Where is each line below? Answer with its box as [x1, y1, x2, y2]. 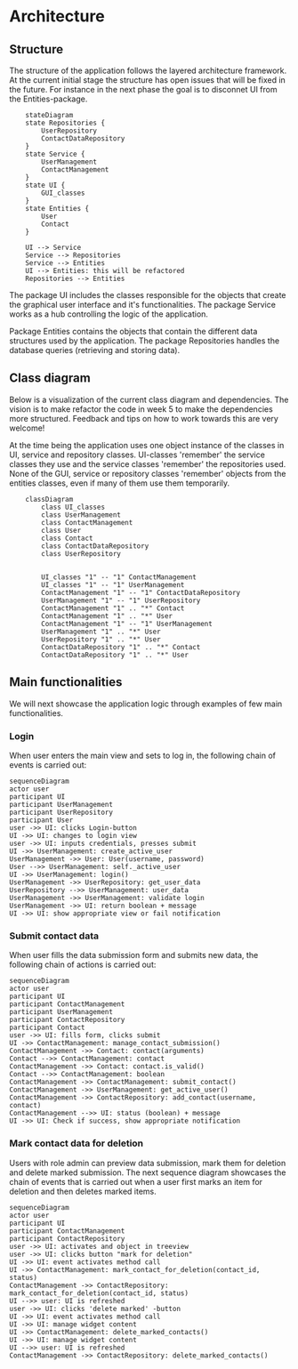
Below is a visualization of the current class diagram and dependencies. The [9, 394, 289, 405]
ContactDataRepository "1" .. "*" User [41, 650, 189, 659]
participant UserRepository [9, 808, 114, 817]
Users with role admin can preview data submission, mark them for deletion [9, 1157, 286, 1168]
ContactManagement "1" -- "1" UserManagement [41, 619, 213, 628]
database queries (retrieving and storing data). [9, 345, 181, 355]
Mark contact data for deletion [9, 1137, 144, 1149]
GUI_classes [41, 189, 86, 197]
